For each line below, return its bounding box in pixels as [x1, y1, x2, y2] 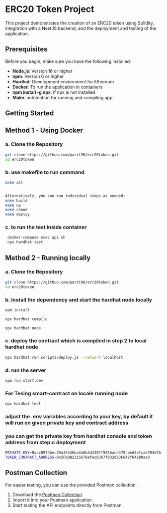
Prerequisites [5, 45, 48, 53]
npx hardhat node [5, 325, 41, 330]
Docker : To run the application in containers [12, 84, 103, 90]
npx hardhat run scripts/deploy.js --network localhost [5, 355, 123, 360]
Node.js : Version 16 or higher [12, 68, 73, 74]
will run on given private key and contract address [5, 419, 129, 426]
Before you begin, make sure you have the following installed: [5, 58, 131, 64]
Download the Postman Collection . [12, 492, 83, 498]
